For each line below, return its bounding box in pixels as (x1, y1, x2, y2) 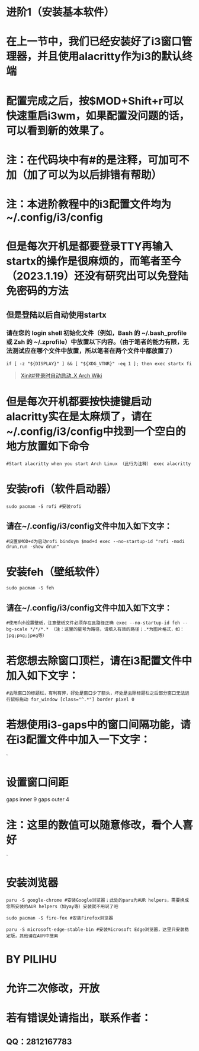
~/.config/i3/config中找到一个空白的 (6, 425, 186, 438)
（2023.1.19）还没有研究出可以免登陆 (6, 269, 188, 283)
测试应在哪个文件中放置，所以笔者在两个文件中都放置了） (12, 347, 176, 355)
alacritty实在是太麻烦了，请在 (6, 410, 152, 423)
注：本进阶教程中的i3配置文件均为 (6, 197, 172, 211)
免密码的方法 (6, 284, 69, 298)
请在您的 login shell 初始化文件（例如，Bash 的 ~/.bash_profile (6, 329, 187, 337)
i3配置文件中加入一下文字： (17, 733, 151, 746)
